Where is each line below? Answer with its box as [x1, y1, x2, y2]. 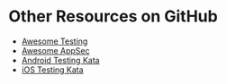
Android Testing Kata [21, 55, 100, 65]
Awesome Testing [21, 36, 88, 46]
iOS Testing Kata [21, 64, 84, 75]
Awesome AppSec [21, 45, 90, 55]
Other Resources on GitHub [8, 6, 218, 27]
